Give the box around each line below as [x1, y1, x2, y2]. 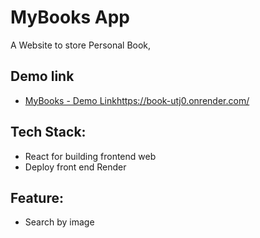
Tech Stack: [10, 124, 87, 141]
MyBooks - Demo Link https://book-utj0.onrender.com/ [24, 94, 250, 106]
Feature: [10, 189, 64, 206]
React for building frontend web [24, 150, 157, 162]
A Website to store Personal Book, [10, 39, 152, 51]
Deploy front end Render [24, 161, 127, 173]
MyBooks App [10, 6, 130, 29]
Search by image [24, 216, 95, 228]
